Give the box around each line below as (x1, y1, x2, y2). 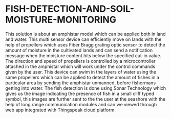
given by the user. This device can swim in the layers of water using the (5, 68, 157, 75)
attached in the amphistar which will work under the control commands (5, 63, 156, 69)
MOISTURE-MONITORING (5, 14, 117, 26)
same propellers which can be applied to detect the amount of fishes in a (5, 74, 160, 80)
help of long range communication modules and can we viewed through (5, 101, 157, 107)
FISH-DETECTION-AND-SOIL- (5, 3, 135, 15)
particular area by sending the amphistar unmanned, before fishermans (5, 80, 156, 86)
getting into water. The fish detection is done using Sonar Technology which (5, 85, 166, 91)
